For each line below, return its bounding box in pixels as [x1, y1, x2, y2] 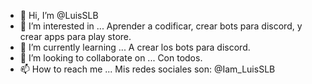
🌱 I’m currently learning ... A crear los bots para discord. [19, 41, 251, 53]
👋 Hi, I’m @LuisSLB [19, 10, 99, 21]
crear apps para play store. [19, 31, 132, 42]
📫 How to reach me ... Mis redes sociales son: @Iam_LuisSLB [19, 63, 276, 75]
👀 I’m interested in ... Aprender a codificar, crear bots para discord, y [19, 20, 303, 32]
